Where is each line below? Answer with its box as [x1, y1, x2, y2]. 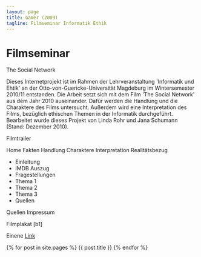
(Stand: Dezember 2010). [6, 123, 69, 130]
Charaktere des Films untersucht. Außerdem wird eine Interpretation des [6, 104, 187, 111]
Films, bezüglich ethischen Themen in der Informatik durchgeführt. [6, 110, 174, 118]
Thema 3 [15, 190, 38, 198]
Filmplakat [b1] [6, 221, 43, 228]
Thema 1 [15, 178, 37, 185]
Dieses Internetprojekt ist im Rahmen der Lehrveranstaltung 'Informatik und [6, 78, 194, 85]
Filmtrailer [6, 135, 31, 142]
